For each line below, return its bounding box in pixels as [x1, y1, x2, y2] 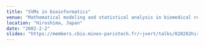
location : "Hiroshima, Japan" [6, 20, 83, 26]
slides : [6, 31, 26, 37]
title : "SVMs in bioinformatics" [6, 8, 91, 15]
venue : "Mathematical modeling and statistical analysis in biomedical [6, 14, 191, 20]
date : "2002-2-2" [6, 25, 50, 32]
